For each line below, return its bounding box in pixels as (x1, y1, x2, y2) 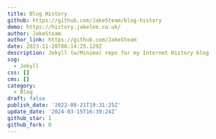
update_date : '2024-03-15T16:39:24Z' (7, 108, 118, 115)
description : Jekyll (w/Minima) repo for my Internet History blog (7, 50, 210, 57)
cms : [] (7, 75, 30, 83)
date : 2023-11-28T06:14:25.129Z (7, 43, 102, 50)
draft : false (7, 95, 46, 102)
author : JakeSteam (7, 29, 61, 37)
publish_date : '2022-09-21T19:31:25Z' (7, 102, 121, 109)
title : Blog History (7, 10, 68, 18)
